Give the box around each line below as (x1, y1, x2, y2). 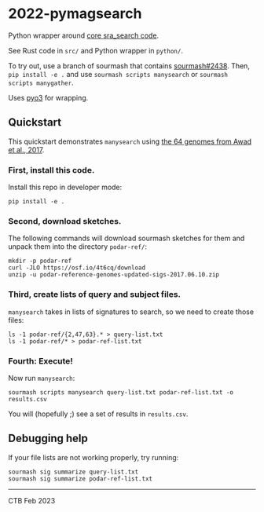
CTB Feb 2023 (8, 496, 56, 505)
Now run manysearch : (8, 373, 75, 382)
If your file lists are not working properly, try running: (8, 452, 179, 462)
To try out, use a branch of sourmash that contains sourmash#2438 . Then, (8, 60, 250, 71)
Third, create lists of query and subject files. (8, 289, 181, 300)
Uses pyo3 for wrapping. (8, 93, 89, 102)
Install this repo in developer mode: (8, 182, 123, 192)
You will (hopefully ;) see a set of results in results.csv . (8, 409, 189, 419)
